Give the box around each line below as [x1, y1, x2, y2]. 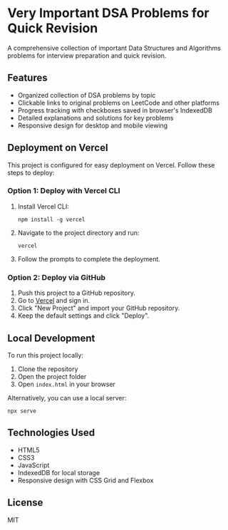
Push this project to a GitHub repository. [17, 289, 136, 297]
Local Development [7, 332, 95, 344]
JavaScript [17, 461, 50, 469]
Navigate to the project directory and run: [17, 228, 140, 237]
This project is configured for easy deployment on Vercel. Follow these [7, 160, 215, 169]
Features [7, 72, 48, 84]
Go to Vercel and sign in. [17, 296, 90, 305]
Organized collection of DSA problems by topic [17, 90, 156, 99]
